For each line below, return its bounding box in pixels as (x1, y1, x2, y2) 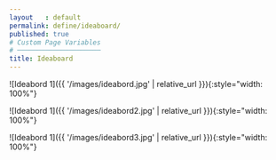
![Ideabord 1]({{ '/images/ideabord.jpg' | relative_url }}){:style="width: (9, 79, 264, 89)
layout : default (9, 12, 82, 22)
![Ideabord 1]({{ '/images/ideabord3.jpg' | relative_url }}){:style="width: (9, 132, 268, 142)
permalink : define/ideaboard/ (9, 21, 122, 30)
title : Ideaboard (9, 54, 74, 63)
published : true (9, 29, 69, 38)
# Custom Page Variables (9, 37, 101, 47)
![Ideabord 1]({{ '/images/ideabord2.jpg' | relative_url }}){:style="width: (9, 106, 268, 116)
